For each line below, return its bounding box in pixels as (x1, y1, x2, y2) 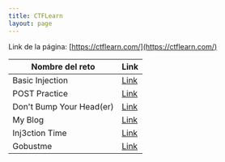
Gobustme (12, 140, 53, 151)
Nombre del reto (31, 61, 96, 72)
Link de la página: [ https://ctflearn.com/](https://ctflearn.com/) (8, 41, 218, 51)
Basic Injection (12, 75, 69, 86)
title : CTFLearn (8, 11, 63, 20)
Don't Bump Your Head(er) (12, 100, 114, 112)
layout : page (8, 19, 53, 28)
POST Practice (12, 87, 69, 99)
